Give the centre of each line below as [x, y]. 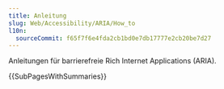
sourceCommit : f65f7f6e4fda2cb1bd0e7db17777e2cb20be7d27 [114, 38]
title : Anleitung [38, 16]
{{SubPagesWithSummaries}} [58, 76]
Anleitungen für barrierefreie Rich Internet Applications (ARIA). [112, 61]
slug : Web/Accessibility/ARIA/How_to [72, 23]
